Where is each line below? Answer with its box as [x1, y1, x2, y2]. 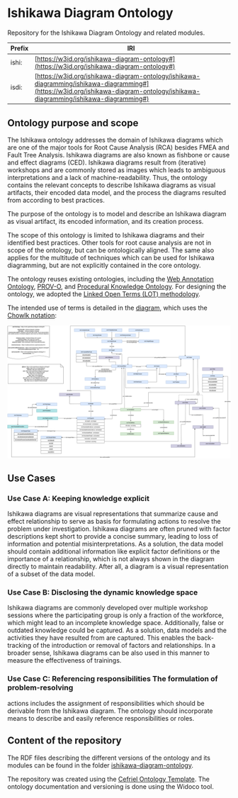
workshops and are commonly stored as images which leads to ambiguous [7, 166, 226, 174]
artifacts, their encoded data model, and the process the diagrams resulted [7, 189, 227, 197]
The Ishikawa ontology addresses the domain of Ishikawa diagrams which [7, 136, 223, 145]
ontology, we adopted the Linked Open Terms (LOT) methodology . [7, 290, 200, 298]
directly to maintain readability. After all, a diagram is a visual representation [7, 562, 229, 571]
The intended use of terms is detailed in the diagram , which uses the [7, 303, 208, 313]
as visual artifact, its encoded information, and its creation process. [7, 218, 204, 226]
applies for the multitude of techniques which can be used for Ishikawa [7, 254, 215, 262]
